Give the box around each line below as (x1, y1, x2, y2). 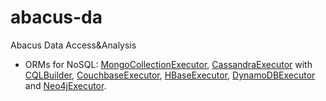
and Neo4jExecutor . (24, 79, 107, 91)
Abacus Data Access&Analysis (10, 39, 137, 51)
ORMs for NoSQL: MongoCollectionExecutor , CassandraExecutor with (24, 58, 313, 70)
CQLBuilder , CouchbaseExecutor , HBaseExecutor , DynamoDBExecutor (24, 69, 316, 81)
